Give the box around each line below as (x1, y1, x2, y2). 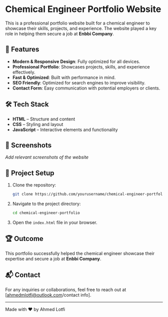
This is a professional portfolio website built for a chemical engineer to (5, 20, 150, 26)
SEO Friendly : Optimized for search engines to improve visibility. (12, 79, 146, 85)
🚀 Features (5, 45, 39, 53)
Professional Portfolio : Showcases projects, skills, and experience (12, 63, 150, 69)
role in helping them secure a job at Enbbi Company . (5, 30, 114, 36)
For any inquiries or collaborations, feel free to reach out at (5, 286, 126, 292)
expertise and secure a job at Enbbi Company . (5, 255, 101, 261)
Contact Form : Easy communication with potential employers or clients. (12, 85, 160, 91)
